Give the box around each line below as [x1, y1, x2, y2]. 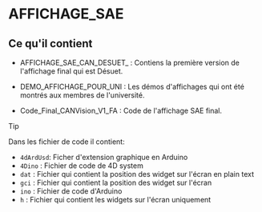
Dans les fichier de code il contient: [8, 137, 126, 146]
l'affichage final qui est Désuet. [19, 66, 123, 76]
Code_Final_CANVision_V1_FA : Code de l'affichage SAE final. [19, 106, 223, 115]
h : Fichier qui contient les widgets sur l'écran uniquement [19, 195, 212, 204]
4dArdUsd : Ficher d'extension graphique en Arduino [19, 153, 188, 162]
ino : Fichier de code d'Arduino [19, 186, 123, 196]
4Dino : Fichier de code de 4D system [19, 161, 144, 170]
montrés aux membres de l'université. [19, 90, 145, 100]
